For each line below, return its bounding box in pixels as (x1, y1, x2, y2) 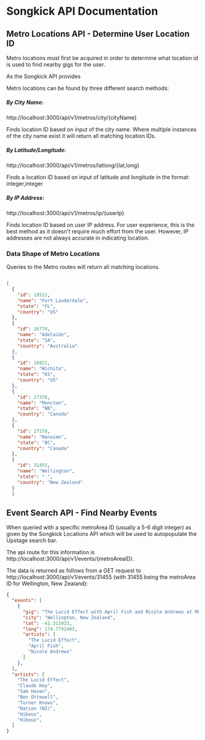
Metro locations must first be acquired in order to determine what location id (6, 54, 198, 62)
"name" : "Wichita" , (17, 365, 67, 372)
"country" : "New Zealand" (17, 479, 84, 485)
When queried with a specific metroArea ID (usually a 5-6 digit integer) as (6, 524, 192, 531)
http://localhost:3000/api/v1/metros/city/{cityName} (6, 114, 137, 121)
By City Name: (6, 98, 44, 106)
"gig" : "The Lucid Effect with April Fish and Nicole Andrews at (22, 609, 192, 615)
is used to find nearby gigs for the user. (6, 61, 106, 68)
